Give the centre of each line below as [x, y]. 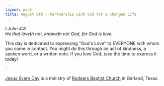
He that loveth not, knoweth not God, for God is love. [59, 34]
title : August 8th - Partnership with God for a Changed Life [71, 14]
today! [12, 59]
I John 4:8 [16, 28]
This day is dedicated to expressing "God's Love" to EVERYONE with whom [82, 43]
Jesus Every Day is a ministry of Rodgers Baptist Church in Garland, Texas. [82, 78]
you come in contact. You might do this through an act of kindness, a [76, 48]
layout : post [19, 10]
